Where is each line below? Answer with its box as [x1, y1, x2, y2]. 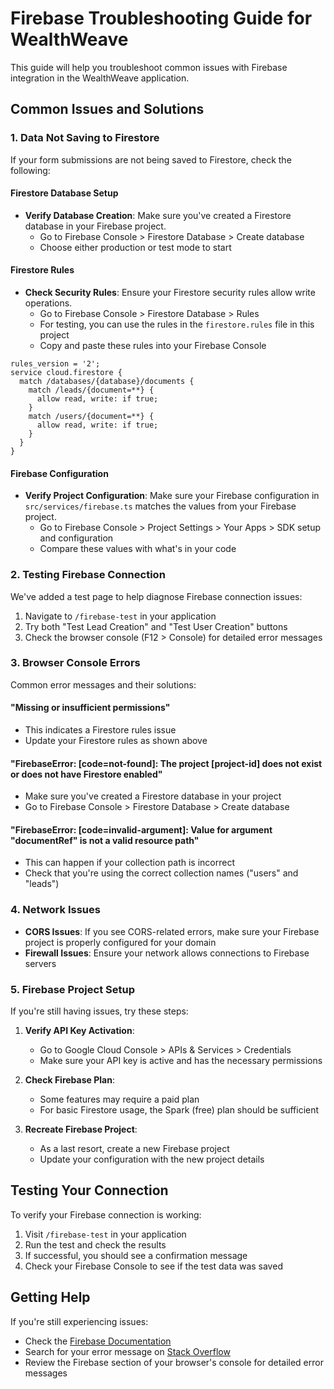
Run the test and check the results [24, 1238, 167, 1251]
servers [24, 957, 57, 969]
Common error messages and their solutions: [10, 678, 197, 691]
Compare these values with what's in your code [39, 543, 237, 555]
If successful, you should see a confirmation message [24, 1249, 248, 1261]
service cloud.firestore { [10, 368, 123, 378]
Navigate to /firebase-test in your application [24, 610, 217, 622]
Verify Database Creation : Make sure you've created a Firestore [24, 209, 292, 221]
